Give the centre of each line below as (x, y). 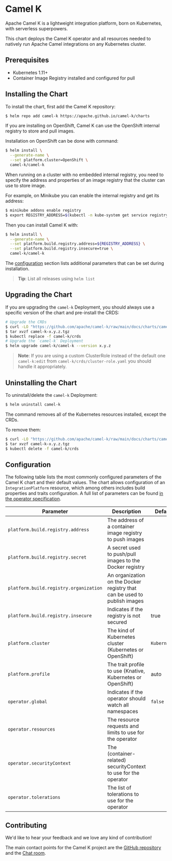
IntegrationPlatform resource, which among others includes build (75, 488)
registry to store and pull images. (40, 131)
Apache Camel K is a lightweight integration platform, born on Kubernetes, (84, 23)
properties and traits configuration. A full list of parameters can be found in (84, 493)
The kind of (121, 630)
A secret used (124, 548)
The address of (126, 520)
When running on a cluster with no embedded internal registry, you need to (84, 175)
